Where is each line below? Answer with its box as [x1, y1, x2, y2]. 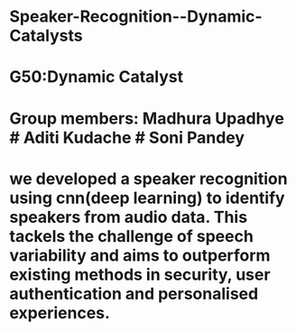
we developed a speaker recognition [9, 169, 288, 188]
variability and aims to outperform [9, 245, 271, 265]
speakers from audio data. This [9, 207, 248, 227]
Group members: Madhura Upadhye [9, 108, 284, 128]
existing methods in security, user [9, 264, 271, 285]
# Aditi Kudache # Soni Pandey [9, 127, 245, 148]
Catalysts [9, 25, 83, 46]
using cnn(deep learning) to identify [9, 188, 286, 208]
